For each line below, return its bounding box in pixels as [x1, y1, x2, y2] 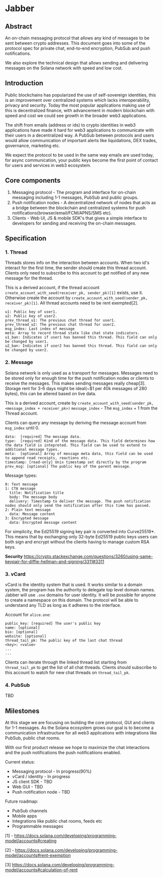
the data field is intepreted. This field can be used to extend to [5, 442, 147, 448]
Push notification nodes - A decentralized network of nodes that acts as [12, 199, 156, 205]
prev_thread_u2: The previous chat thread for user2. [5, 322, 116, 327]
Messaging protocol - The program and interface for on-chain [12, 189, 136, 195]
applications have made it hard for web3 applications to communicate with [5, 127, 154, 133]
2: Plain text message [5, 507, 51, 512]
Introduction [5, 79, 44, 87]
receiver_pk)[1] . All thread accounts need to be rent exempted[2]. [5, 300, 139, 306]
